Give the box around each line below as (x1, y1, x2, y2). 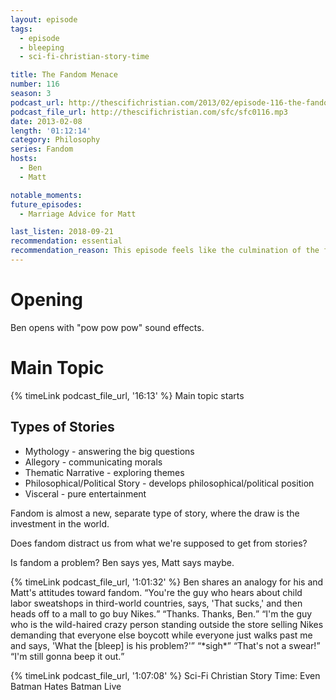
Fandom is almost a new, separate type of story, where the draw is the (10, 507, 300, 519)
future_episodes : (10, 199, 83, 210)
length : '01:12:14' (10, 126, 92, 136)
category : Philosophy (10, 135, 101, 145)
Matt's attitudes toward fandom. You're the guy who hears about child (10, 586, 303, 598)
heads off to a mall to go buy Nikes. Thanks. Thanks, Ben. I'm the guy (10, 607, 313, 620)
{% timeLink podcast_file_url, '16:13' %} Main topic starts (10, 389, 245, 401)
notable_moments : (10, 190, 83, 200)
